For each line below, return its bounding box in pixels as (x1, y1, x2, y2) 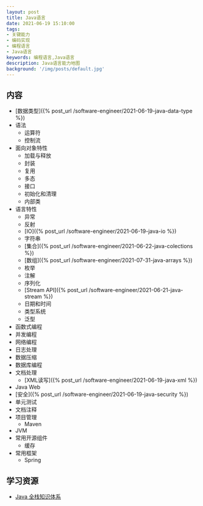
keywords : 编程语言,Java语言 (6, 54, 75, 61)
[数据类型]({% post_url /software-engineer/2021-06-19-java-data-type (15, 108, 193, 115)
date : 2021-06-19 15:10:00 (6, 20, 75, 26)
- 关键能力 (6, 32, 30, 38)
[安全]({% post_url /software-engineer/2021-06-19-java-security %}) (15, 391, 189, 398)
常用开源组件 (15, 435, 48, 442)
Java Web (15, 383, 41, 391)
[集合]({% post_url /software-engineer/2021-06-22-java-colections (24, 243, 193, 250)
